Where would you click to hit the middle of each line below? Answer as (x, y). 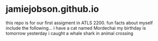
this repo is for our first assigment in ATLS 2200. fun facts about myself (79, 23)
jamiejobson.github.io (52, 9)
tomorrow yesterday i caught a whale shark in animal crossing (69, 33)
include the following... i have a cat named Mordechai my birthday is (76, 28)
